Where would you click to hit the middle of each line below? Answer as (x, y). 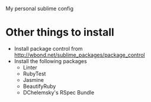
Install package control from (49, 48)
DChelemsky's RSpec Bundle (59, 92)
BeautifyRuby (39, 86)
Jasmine (33, 80)
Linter (30, 67)
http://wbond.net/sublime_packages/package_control (80, 55)
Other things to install (60, 32)
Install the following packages (50, 61)
